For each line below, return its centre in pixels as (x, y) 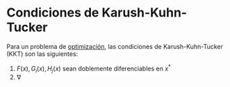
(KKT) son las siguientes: (42, 54)
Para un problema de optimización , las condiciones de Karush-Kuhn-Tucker (115, 46)
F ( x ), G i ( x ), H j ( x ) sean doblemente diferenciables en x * (93, 68)
